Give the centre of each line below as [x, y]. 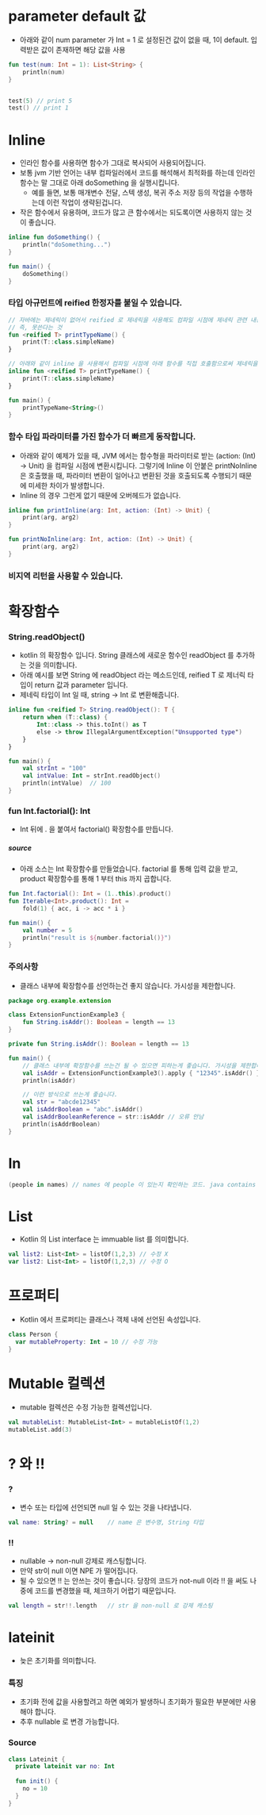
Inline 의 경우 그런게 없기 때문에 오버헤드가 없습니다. [100, 495]
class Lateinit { [37, 1759]
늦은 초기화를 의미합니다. [58, 1660]
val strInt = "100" [55, 769]
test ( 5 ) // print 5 [40, 101]
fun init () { [37, 1782]
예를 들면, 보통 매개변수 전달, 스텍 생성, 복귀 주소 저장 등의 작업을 [131, 193]
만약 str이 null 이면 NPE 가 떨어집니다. [79, 1571]
